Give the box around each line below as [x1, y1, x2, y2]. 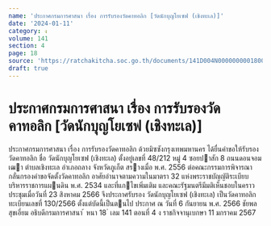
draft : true [8, 65, 48, 73]
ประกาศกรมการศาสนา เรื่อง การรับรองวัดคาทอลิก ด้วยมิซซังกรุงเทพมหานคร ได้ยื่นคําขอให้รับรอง [8, 144, 260, 153]
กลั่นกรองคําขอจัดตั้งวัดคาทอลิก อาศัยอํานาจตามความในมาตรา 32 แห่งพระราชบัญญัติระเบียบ [8, 171, 249, 181]
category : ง [8, 27, 48, 35]
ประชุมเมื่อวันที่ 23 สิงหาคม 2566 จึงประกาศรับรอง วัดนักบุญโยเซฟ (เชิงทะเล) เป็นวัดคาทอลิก [8, 189, 256, 199]
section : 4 [8, 42, 45, 50]
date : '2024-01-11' [8, 19, 74, 27]
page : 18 [8, 49, 38, 57]
